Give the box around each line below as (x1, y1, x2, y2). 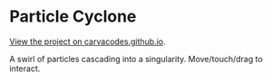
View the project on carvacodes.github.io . (9, 36, 166, 47)
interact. (9, 63, 41, 74)
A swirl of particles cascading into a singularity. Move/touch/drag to (9, 53, 263, 64)
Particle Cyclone (9, 6, 137, 27)
